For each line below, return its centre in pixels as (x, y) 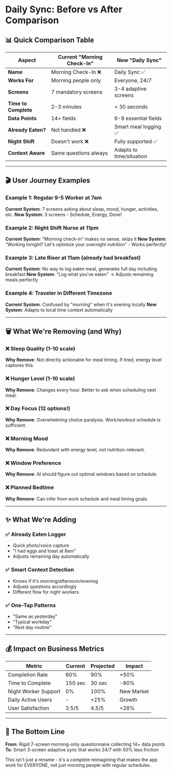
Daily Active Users (30, 700)
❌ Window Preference (33, 463)
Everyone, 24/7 (133, 80)
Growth (128, 700)
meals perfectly (22, 280)
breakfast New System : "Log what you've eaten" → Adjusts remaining (79, 274)
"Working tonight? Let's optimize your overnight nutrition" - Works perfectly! (86, 244)
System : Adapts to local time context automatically (59, 310)
